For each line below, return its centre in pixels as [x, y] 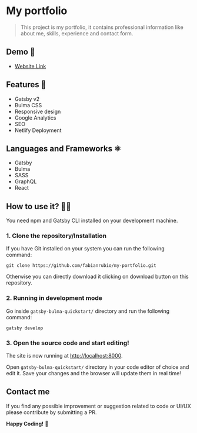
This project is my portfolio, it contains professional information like [102, 27]
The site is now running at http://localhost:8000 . [64, 356]
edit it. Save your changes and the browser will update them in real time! [94, 373]
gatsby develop [25, 328]
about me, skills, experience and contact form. [77, 33]
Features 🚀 [26, 85]
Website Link [30, 66]
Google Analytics [35, 118]
